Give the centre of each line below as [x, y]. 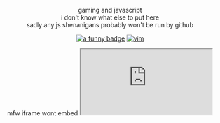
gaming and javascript [110, 10]
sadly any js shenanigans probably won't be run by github [110, 25]
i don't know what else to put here [110, 17]
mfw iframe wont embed [43, 113]
